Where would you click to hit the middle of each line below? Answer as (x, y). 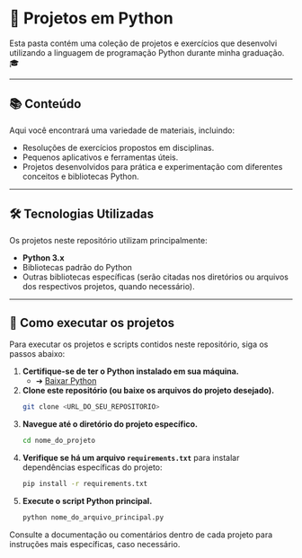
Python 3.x (43, 257)
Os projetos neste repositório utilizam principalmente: (109, 240)
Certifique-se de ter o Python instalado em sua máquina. (131, 371)
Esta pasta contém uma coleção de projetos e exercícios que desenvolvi (143, 43)
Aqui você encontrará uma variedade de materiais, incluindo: (122, 130)
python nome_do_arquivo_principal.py (93, 518)
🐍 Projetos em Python (91, 18)
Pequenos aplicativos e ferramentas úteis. (100, 157)
